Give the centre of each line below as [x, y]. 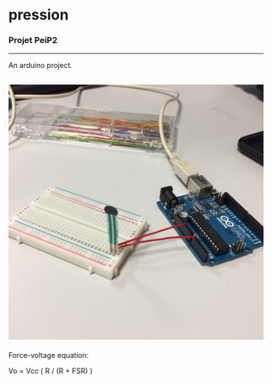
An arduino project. [40, 66]
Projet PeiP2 [33, 40]
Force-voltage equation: [49, 355]
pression [38, 15]
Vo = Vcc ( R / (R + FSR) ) [51, 371]
